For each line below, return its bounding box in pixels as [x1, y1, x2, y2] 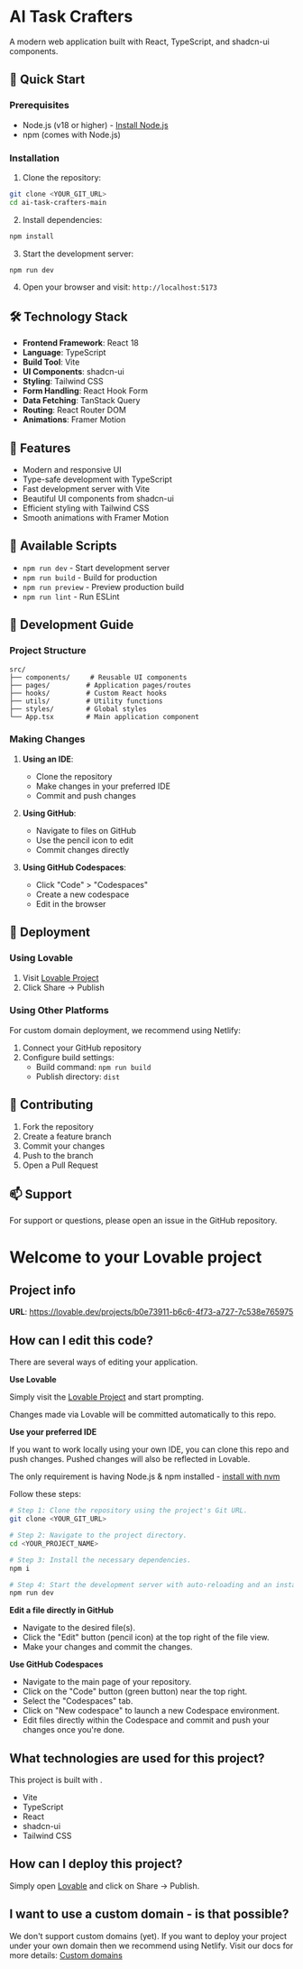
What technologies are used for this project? [9, 1751, 265, 1766]
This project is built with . [9, 1775, 103, 1786]
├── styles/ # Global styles [9, 704, 147, 714]
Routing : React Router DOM [22, 404, 126, 416]
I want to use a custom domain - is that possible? [9, 1907, 289, 1922]
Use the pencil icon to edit [35, 835, 133, 846]
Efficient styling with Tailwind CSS [22, 503, 150, 513]
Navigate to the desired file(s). [22, 1622, 135, 1633]
